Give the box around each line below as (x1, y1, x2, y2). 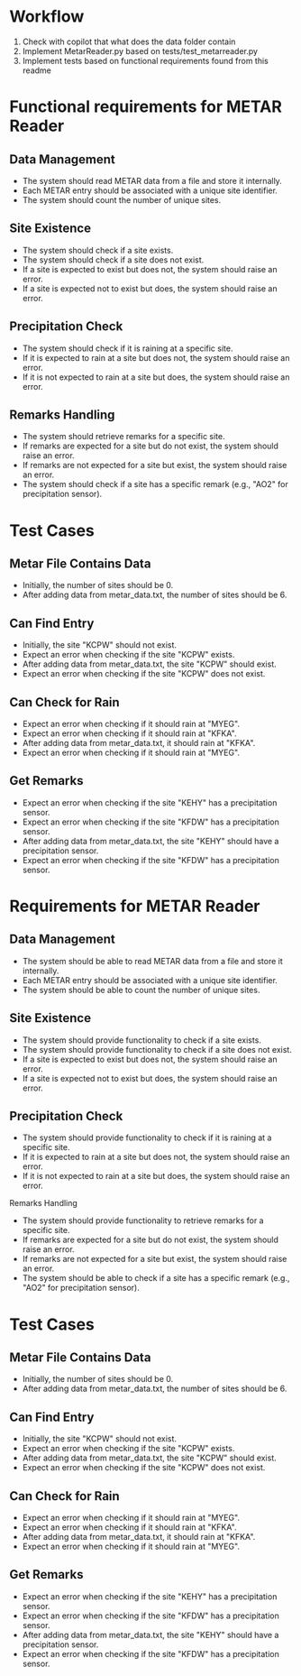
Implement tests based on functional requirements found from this (22, 55, 269, 66)
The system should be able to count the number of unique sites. (22, 984, 260, 995)
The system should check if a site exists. (22, 244, 174, 255)
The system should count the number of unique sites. (22, 194, 222, 205)
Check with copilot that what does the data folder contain (22, 36, 236, 47)
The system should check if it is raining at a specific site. (22, 343, 233, 354)
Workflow (9, 6, 85, 27)
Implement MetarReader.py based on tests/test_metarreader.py (22, 45, 259, 56)
